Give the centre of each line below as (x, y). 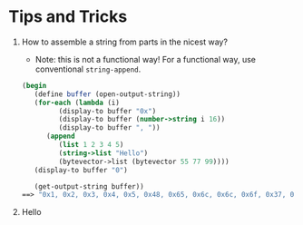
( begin (34, 85)
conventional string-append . (88, 69)
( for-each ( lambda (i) (77, 103)
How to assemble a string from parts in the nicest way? (125, 42)
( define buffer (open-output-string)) (108, 94)
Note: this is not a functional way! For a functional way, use (145, 59)
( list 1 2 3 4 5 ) (91, 145)
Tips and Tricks (68, 17)
